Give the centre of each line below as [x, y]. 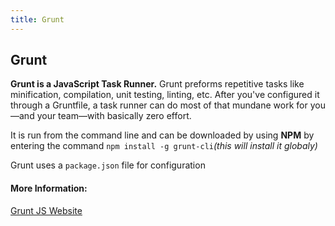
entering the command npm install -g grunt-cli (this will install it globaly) [164, 146]
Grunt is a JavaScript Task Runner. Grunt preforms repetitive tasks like [157, 84]
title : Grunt [37, 19]
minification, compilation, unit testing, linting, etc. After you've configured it [165, 95]
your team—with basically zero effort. [114, 116]
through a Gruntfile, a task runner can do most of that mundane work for [159, 105]
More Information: [49, 188]
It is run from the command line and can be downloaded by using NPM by [162, 135]
